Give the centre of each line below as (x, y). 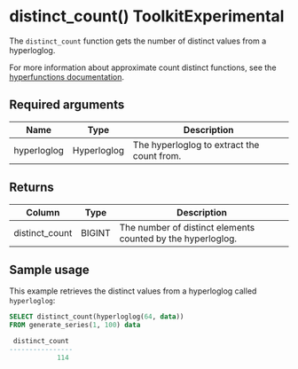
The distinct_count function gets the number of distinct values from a (138, 41)
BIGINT (96, 232)
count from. (157, 155)
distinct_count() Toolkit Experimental (147, 16)
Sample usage (50, 269)
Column (43, 212)
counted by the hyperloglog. (178, 239)
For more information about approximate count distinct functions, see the (143, 67)
